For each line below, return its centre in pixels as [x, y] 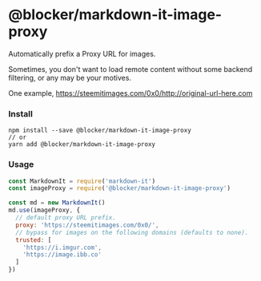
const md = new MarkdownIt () [57, 203]
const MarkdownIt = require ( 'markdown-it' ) [82, 181]
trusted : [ [34, 240]
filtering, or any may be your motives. [70, 77]
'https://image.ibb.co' [62, 255]
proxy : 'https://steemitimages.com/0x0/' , [87, 225]
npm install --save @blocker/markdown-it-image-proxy [100, 131]
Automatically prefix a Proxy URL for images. [82, 53]
